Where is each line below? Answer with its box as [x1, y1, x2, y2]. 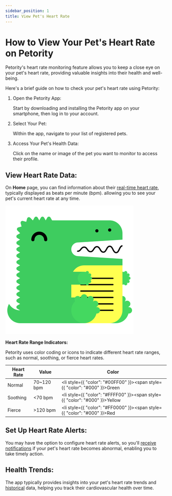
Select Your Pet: [12, 121, 47, 127]
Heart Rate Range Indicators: [5, 339, 68, 345]
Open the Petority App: [12, 95, 61, 101]
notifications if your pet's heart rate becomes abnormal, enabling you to [5, 445, 157, 451]
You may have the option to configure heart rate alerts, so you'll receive [5, 439, 157, 446]
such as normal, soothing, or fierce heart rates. [5, 355, 105, 361]
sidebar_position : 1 [5, 8, 50, 13]
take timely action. [5, 450, 45, 457]
